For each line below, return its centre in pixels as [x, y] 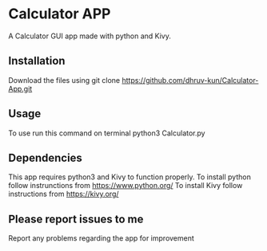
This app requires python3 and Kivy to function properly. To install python [130, 177]
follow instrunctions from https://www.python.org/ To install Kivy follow [126, 186]
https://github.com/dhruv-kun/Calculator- [190, 80]
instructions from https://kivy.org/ [64, 194]
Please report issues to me [76, 219]
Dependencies [45, 157]
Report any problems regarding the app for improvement [101, 238]
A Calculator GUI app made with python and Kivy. [90, 36]
